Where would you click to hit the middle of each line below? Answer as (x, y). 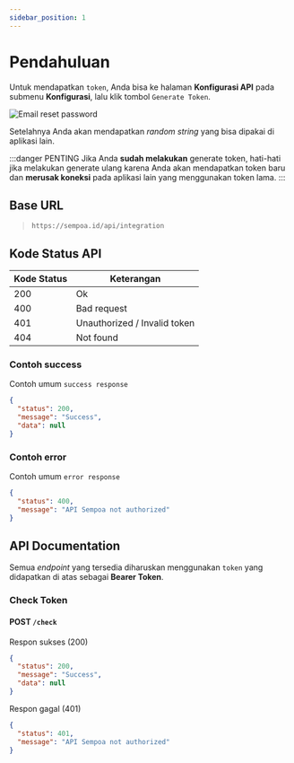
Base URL (37, 205)
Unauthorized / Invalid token (135, 323)
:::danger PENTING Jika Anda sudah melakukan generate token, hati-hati (145, 158)
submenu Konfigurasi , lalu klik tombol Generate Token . (110, 96)
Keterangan (135, 279)
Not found (97, 338)
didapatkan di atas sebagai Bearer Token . (86, 577)
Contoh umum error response (65, 477)
